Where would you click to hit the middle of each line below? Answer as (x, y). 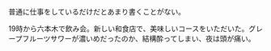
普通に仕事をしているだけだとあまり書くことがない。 (97, 12)
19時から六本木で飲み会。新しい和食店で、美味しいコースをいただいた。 (129, 29)
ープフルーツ (30, 39)
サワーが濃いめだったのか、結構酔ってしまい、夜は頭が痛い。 (152, 39)
